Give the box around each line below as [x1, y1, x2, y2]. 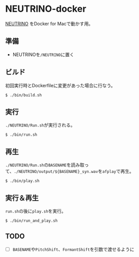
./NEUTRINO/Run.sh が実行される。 [5, 122, 75, 128]
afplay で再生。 [102, 168, 134, 174]
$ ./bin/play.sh [5, 178, 40, 184]
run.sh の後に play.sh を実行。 [5, 208, 66, 214]
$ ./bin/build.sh [5, 92, 42, 97]
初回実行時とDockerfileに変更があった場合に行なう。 [5, 82, 116, 88]
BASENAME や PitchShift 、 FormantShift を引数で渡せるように [12, 246, 134, 252]
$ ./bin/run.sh [5, 132, 38, 138]
